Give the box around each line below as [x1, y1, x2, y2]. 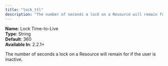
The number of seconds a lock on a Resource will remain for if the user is [5, 51, 156, 57]
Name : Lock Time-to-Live [5, 25, 58, 31]
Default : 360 [5, 36, 31, 42]
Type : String [5, 31, 31, 37]
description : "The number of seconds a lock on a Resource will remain [5, 12, 157, 17]
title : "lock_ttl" [5, 7, 43, 12]
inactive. [5, 56, 23, 62]
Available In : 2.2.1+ [5, 41, 45, 47]
